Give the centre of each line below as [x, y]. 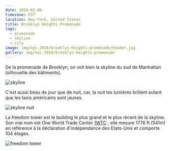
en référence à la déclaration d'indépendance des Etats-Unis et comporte [82, 128]
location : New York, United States [43, 19]
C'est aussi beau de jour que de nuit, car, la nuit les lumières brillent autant [83, 92]
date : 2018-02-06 [24, 10]
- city [17, 43]
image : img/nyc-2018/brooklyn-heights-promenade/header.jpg [70, 48]
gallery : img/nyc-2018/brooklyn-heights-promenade [60, 52]
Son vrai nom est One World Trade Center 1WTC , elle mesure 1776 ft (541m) [85, 123]
